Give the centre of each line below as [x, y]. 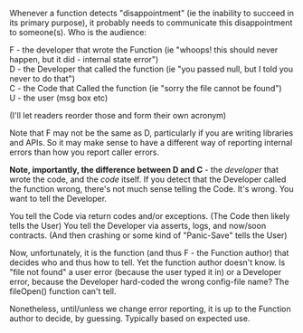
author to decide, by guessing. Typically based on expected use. [130, 319]
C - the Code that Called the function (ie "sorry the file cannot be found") [146, 88]
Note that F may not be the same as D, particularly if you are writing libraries [151, 133]
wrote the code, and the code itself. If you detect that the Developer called [148, 179]
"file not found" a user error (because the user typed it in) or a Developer [146, 272]
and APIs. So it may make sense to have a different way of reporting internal [151, 143]
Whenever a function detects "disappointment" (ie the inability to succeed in [152, 13]
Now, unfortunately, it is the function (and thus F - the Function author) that [149, 253]
